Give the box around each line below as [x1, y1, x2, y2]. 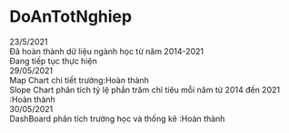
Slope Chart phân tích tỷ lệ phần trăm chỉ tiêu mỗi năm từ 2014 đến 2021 [9, 84, 280, 95]
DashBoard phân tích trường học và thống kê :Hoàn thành [9, 113, 225, 124]
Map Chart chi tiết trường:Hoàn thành [9, 74, 150, 85]
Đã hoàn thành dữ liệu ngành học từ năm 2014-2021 [9, 45, 204, 56]
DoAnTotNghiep [9, 6, 133, 27]
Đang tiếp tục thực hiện [9, 55, 97, 66]
